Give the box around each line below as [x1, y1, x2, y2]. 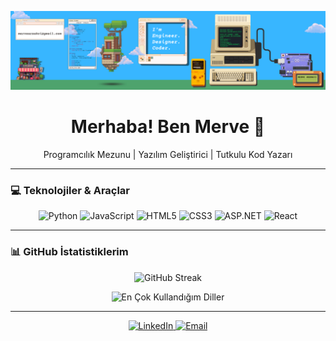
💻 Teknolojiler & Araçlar [10, 183, 131, 197]
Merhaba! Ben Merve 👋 [70, 116, 266, 138]
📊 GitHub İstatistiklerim [10, 245, 129, 259]
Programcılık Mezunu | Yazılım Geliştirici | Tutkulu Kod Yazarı [43, 148, 293, 160]
